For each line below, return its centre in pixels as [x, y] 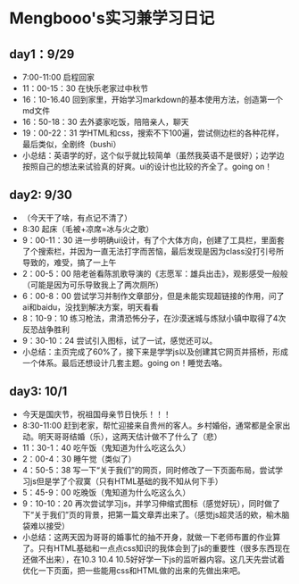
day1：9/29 [42, 54]
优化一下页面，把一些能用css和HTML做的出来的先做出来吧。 [133, 570]
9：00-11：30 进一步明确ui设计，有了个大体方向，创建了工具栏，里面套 [154, 240]
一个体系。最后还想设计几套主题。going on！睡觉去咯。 [125, 363]
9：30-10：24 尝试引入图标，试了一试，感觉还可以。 [120, 340]
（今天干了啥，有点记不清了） [77, 217]
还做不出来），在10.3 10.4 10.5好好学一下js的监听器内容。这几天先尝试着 [154, 559]
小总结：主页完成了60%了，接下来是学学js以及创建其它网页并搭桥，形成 [155, 351]
